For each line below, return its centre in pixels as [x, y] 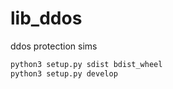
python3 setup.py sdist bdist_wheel [86, 64]
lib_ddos [46, 18]
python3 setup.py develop [64, 73]
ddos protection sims [54, 46]
